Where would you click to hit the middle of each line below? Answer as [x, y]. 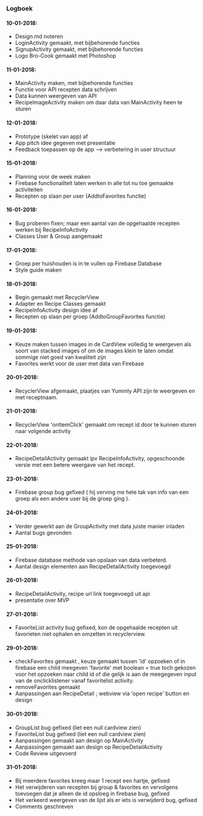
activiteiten [29, 189]
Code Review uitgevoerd [46, 753]
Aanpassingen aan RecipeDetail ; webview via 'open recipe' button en [102, 693]
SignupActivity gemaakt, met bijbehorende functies [79, 49]
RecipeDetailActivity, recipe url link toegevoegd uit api [82, 593]
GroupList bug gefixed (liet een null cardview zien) [78, 727]
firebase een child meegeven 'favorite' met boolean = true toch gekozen [105, 668]
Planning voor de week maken [53, 177]
